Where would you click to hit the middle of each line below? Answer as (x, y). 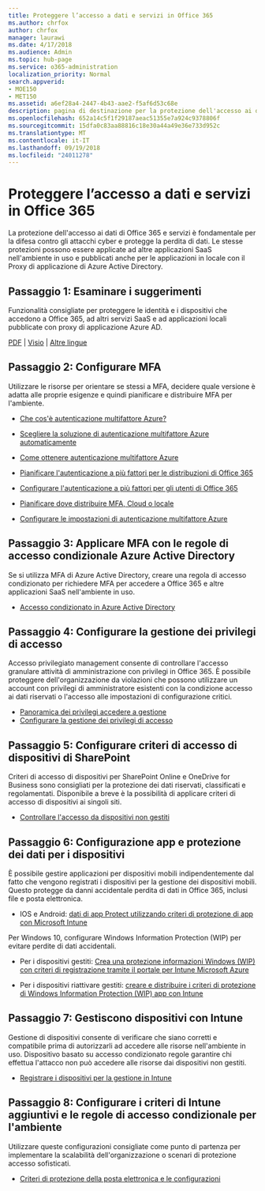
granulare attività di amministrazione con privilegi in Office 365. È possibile (129, 672)
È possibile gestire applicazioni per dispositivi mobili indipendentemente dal (131, 873)
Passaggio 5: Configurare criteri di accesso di (123, 745)
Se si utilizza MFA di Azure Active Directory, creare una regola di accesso (127, 575)
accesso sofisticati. (39, 1163)
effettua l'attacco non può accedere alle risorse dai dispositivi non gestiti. (127, 1062)
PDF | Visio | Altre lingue (48, 342)
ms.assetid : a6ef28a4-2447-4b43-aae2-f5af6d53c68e (93, 104)
